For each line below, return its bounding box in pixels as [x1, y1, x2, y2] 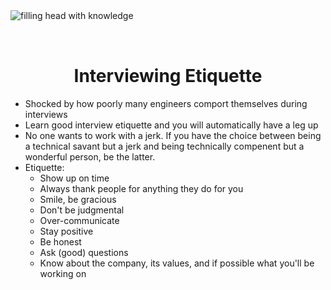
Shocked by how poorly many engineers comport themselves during [24, 97, 308, 109]
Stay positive [39, 225, 94, 237]
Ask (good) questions [39, 246, 129, 258]
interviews [24, 108, 68, 120]
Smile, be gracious [39, 193, 117, 205]
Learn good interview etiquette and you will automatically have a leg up [24, 119, 319, 131]
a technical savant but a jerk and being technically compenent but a [24, 140, 305, 152]
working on [39, 267, 87, 279]
